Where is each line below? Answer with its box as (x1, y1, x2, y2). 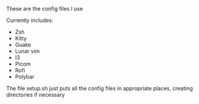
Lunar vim (14, 47, 40, 55)
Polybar (14, 73, 35, 80)
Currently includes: (6, 17, 54, 23)
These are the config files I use (6, 5, 83, 12)
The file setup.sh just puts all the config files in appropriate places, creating (6, 85, 194, 92)
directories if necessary (6, 91, 65, 98)
